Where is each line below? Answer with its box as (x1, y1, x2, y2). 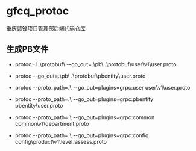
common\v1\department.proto (14, 120, 89, 127)
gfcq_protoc (6, 4, 69, 18)
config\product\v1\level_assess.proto (14, 138, 107, 145)
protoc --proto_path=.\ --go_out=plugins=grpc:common (14, 113, 155, 121)
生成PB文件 (6, 44, 49, 55)
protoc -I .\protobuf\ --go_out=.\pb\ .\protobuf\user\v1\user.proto (14, 60, 177, 67)
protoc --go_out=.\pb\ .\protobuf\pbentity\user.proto (14, 72, 146, 79)
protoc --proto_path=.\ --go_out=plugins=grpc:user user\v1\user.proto (14, 84, 191, 91)
